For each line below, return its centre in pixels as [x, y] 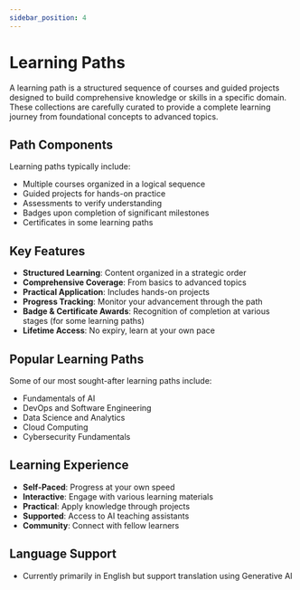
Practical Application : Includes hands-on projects [116, 292]
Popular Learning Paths [77, 359]
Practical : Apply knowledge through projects [106, 506]
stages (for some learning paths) [83, 321]
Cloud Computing [55, 427]
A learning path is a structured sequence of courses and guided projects [145, 88]
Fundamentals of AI [59, 398]
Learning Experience [69, 466]
